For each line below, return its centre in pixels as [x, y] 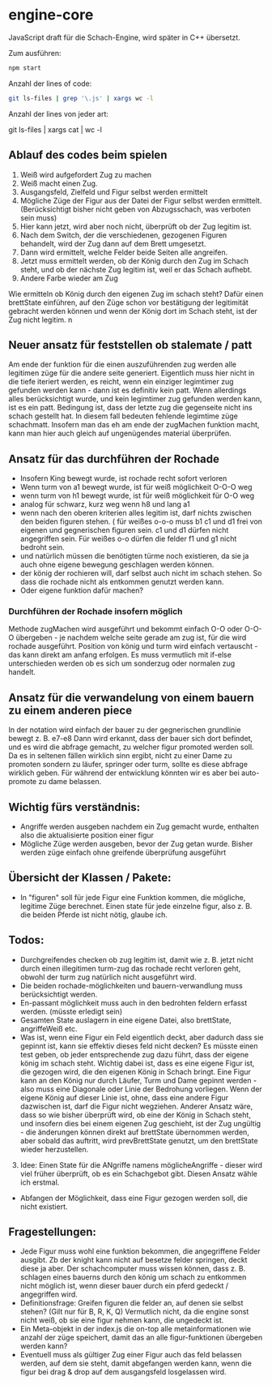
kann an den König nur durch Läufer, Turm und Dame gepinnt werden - [138, 1080]
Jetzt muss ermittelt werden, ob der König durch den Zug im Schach [134, 260]
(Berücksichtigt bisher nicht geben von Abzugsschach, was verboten [135, 209]
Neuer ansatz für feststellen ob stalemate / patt [130, 345]
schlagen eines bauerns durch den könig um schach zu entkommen [133, 1277]
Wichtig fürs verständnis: [74, 807]
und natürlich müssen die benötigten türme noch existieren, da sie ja [134, 556]
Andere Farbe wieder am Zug [69, 278]
